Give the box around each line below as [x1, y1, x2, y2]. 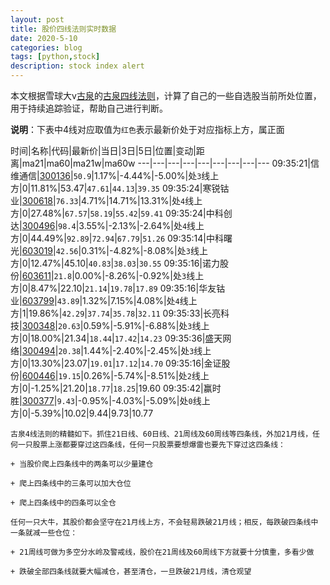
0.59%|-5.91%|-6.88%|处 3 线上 [83, 320, 210, 331]
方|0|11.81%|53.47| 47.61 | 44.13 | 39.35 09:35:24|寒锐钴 [10, 182, 230, 194]
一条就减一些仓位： [10, 528, 78, 538]
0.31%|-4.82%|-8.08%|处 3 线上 [81, 245, 208, 256]
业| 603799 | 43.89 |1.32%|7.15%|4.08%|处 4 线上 [10, 295, 198, 306]
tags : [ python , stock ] [10, 52, 101, 62]
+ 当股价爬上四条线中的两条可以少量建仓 [10, 459, 154, 469]
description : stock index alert [10, 61, 145, 71]
